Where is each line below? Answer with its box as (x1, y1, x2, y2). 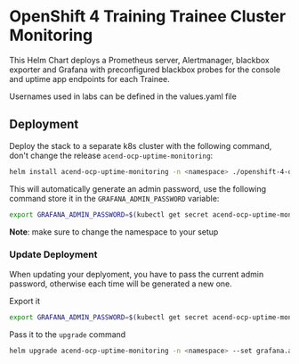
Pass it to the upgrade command (9, 328, 126, 340)
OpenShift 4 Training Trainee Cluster (9, 6, 287, 27)
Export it (9, 295, 41, 306)
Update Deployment (9, 248, 98, 261)
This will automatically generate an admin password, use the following (9, 183, 267, 194)
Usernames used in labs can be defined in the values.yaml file (9, 91, 238, 102)
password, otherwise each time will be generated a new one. (9, 278, 233, 289)
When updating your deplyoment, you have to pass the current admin (9, 269, 264, 279)
